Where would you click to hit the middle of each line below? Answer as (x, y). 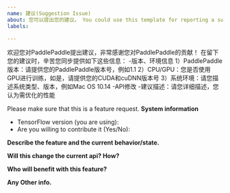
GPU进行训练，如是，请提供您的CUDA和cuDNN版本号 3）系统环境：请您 (110, 78)
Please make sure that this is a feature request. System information (103, 109)
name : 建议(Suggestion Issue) (49, 13)
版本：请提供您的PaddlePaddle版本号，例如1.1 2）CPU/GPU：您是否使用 (109, 70)
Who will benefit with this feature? (57, 169)
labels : (18, 26)
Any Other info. (29, 183)
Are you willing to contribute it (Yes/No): (73, 129)
